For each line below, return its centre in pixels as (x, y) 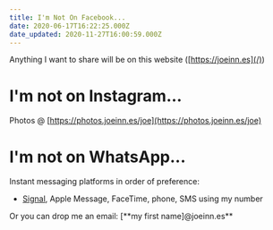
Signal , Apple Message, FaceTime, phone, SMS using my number (143, 199)
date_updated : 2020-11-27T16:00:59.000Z (86, 34)
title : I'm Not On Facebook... (68, 17)
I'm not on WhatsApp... (98, 157)
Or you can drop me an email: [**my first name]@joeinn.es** (121, 217)
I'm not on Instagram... (96, 96)
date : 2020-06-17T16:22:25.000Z (69, 26)
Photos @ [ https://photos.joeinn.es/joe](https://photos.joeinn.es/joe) (136, 121)
